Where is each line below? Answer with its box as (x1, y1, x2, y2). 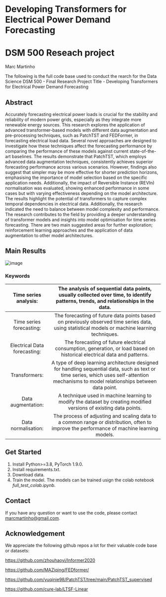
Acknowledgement (5, 530, 65, 538)
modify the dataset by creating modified (58, 398, 152, 405)
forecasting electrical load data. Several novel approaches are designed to (5, 137, 157, 143)
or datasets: (5, 548, 30, 554)
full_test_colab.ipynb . (12, 482, 56, 488)
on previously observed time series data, (57, 318, 152, 325)
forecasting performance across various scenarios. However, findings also (5, 164, 157, 170)
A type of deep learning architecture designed (51, 359, 159, 366)
